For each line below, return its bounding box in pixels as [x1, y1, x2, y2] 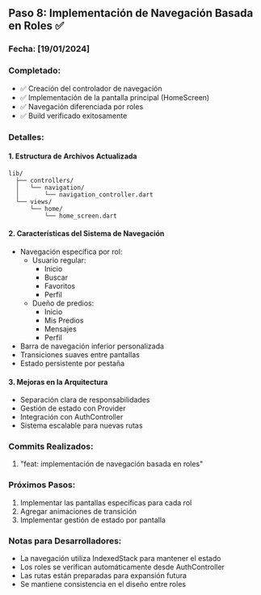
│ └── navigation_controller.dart [15, 190, 154, 199]
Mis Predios [44, 315, 84, 325]
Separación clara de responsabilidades [19, 395, 151, 405]
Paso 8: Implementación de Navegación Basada [8, 6, 254, 20]
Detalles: [8, 131, 44, 142]
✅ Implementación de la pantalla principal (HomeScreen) [19, 92, 210, 102]
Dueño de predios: [32, 298, 95, 308]
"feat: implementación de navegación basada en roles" [19, 459, 204, 469]
